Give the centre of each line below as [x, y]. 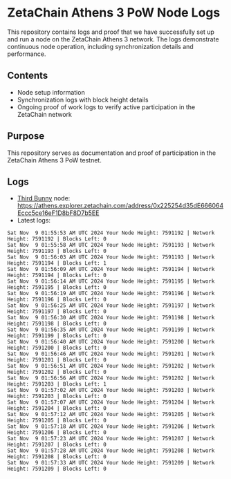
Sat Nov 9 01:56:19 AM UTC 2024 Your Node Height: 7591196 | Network [111, 294]
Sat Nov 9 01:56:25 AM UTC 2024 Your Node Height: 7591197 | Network [111, 306]
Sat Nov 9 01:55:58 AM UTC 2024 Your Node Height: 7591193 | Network [111, 245]
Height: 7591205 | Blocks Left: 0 [57, 421]
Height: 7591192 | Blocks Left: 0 [57, 239]
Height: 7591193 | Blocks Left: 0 [57, 251]
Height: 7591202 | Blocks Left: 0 [57, 372]
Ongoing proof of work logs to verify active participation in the [106, 107]
